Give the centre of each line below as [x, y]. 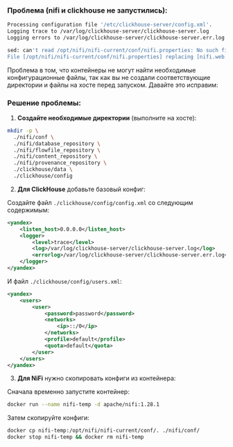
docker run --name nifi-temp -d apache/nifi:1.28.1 [83, 405]
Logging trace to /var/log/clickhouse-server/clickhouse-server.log [108, 31]
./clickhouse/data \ [43, 170]
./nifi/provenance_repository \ [60, 163]
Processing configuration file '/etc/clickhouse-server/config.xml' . [110, 25]
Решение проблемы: [44, 103]
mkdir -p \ [23, 131]
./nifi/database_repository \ [57, 144]
